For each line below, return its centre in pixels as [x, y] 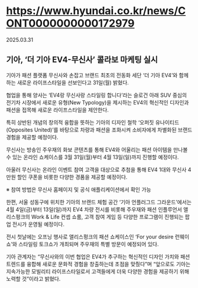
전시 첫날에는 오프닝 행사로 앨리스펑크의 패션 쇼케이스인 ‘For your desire [90, 237]
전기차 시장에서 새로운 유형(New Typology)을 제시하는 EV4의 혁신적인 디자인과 [98, 102]
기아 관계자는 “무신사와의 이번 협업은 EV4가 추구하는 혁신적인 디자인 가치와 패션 [98, 256]
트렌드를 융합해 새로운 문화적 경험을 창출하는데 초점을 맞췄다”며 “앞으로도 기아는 [98, 264]
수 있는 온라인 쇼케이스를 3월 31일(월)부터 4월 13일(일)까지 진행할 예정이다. [92, 157]
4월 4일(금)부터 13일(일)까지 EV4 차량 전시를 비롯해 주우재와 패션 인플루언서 [94, 209]
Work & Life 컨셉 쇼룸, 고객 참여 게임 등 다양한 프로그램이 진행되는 [108, 217]
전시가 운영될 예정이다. [38, 224]
